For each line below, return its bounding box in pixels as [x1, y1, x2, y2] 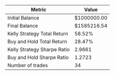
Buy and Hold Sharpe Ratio [7, 54, 69, 60]
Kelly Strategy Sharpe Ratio [7, 46, 70, 53]
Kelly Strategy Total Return [7, 30, 68, 37]
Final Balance [7, 22, 38, 29]
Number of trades [7, 62, 48, 69]
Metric [31, 6, 47, 13]
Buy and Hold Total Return [7, 38, 67, 45]
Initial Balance [7, 15, 40, 21]
